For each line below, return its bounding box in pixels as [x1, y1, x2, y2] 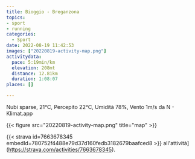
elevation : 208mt [11, 64, 56, 71]
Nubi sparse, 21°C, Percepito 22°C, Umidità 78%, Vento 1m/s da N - [6, 104, 174, 110]
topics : [6, 14, 26, 20]
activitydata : [6, 54, 42, 60]
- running [6, 25, 31, 32]
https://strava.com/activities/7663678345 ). [8, 146, 116, 153]
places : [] [6, 82, 34, 88]
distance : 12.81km [11, 70, 59, 76]
